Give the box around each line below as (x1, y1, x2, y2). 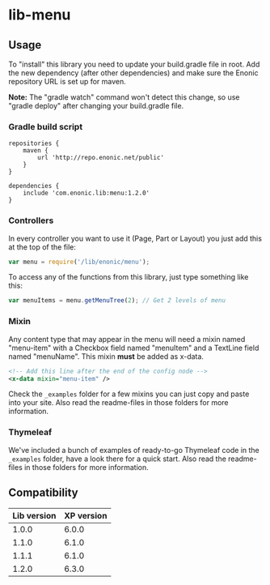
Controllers (8, 215, 54, 226)
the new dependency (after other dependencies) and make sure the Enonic (8, 68, 259, 78)
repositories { (8, 139, 60, 147)
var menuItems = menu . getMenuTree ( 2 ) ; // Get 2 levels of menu (8, 297, 226, 305)
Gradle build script (8, 121, 83, 132)
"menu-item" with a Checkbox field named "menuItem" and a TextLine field (8, 343, 259, 352)
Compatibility (8, 486, 78, 500)
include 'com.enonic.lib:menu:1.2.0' (23, 189, 150, 198)
